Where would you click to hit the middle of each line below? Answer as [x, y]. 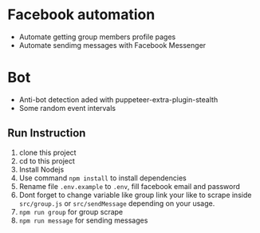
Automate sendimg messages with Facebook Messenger [112, 45]
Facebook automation [81, 15]
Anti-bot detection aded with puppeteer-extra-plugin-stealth [118, 99]
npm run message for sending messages [83, 220]
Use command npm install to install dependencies [102, 178]
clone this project [47, 152]
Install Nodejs [41, 169]
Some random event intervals [67, 108]
